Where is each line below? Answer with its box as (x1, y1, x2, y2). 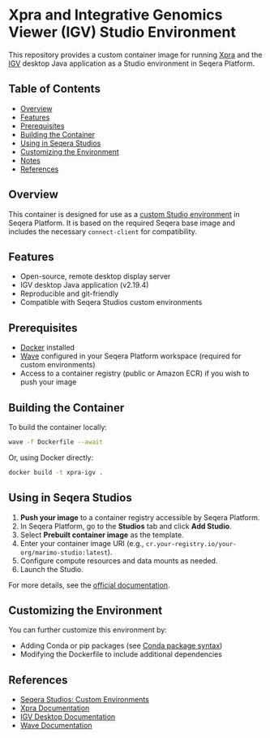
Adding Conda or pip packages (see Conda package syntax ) (19, 640, 223, 651)
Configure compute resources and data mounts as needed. (19, 555, 218, 566)
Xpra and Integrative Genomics (8, 6, 223, 24)
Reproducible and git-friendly (19, 289, 119, 298)
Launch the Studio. (19, 564, 84, 574)
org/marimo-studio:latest (19, 549, 108, 557)
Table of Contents (8, 82, 101, 96)
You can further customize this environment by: (8, 625, 168, 635)
